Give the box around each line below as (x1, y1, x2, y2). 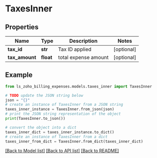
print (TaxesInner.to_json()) (5, 116, 66, 121)
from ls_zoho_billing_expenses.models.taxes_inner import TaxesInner (5, 84, 153, 89)
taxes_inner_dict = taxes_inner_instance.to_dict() (5, 130, 114, 135)
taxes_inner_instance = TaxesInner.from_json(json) (5, 107, 114, 112)
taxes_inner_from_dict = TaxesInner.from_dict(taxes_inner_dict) (5, 139, 143, 144)
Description (69, 38, 98, 44)
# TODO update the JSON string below (5, 93, 83, 98)
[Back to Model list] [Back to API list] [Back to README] (5, 148, 119, 154)
